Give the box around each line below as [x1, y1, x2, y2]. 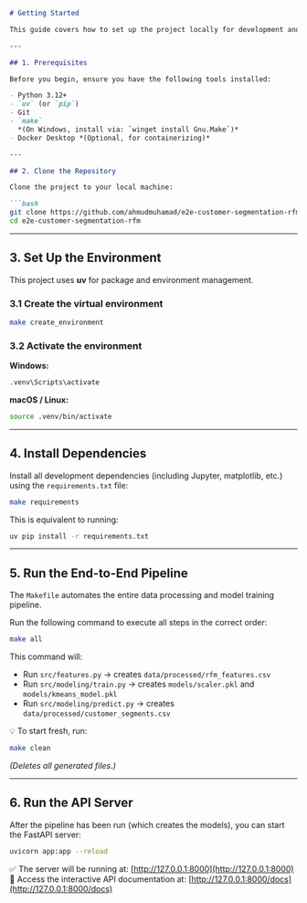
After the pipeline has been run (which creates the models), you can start [9, 819, 285, 830]
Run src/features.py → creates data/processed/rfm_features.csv [22, 669, 271, 680]
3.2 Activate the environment [9, 339, 143, 352]
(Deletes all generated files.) [9, 761, 117, 772]
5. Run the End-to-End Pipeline [9, 565, 189, 581]
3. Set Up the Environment [9, 250, 162, 266]
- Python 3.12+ [9, 91, 68, 100]
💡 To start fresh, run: [9, 726, 88, 737]
